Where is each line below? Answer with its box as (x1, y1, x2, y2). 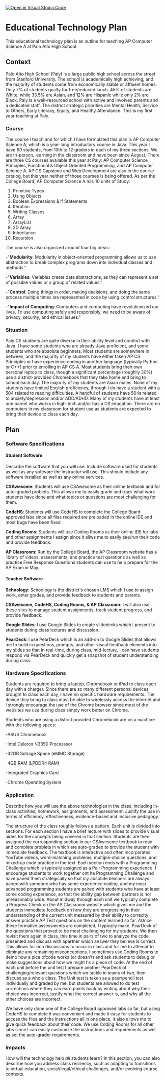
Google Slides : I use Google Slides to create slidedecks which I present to (5, 622, 156, 628)
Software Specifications (5, 440, 65, 447)
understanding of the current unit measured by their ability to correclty (5, 912, 149, 918)
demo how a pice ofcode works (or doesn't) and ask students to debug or (5, 954, 155, 960)
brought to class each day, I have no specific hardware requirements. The (5, 691, 155, 698)
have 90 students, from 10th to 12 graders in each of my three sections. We (5, 147, 158, 153)
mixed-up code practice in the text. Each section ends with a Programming (5, 859, 157, 865)
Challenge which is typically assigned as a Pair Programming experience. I (5, 865, 156, 871)
